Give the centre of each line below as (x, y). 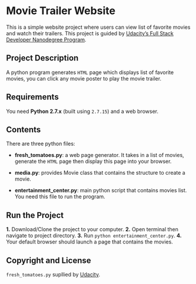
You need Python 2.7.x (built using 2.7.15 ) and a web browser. (82, 111)
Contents (24, 130)
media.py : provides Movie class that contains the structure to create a (100, 173)
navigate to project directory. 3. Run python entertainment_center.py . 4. (94, 236)
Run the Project (35, 215)
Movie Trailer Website (61, 11)
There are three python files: (41, 144)
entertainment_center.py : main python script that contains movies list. (101, 191)
